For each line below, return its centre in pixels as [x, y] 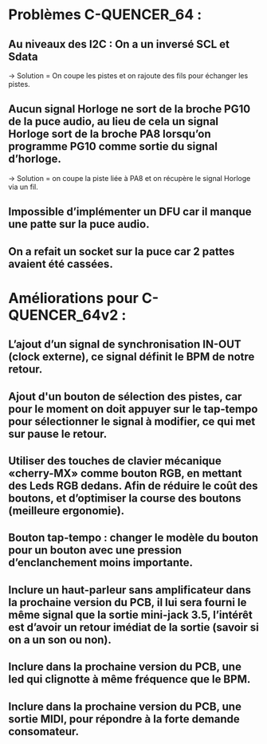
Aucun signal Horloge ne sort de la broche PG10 [130, 109]
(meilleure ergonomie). [67, 511]
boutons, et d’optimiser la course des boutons [125, 498]
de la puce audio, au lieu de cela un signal [114, 122]
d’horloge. [35, 159]
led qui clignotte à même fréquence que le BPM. [130, 679]
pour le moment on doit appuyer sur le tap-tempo [133, 409]
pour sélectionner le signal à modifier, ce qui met [132, 421]
